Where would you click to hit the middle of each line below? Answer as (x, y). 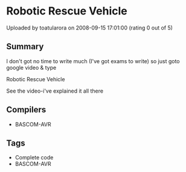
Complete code (34, 158)
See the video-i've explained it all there (55, 91)
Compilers (26, 110)
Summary (25, 47)
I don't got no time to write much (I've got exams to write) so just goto (93, 61)
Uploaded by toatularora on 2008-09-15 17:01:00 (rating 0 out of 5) (90, 28)
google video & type (31, 67)
